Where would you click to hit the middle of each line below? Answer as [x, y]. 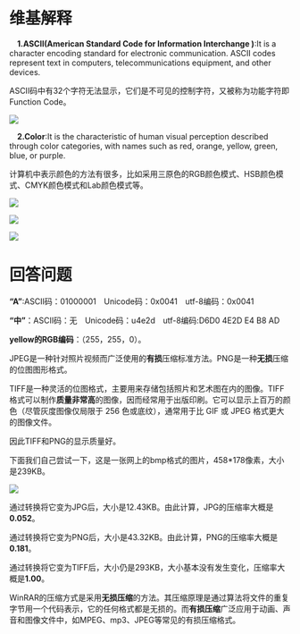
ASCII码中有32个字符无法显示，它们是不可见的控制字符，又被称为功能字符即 [150, 90]
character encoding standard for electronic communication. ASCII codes [142, 53]
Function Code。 [40, 101]
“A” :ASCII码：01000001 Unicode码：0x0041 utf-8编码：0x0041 [132, 301]
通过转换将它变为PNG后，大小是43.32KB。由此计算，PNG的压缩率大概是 [144, 537]
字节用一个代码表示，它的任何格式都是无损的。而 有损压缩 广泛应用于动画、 [146, 608]
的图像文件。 [33, 422]
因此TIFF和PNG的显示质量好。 [65, 441]
